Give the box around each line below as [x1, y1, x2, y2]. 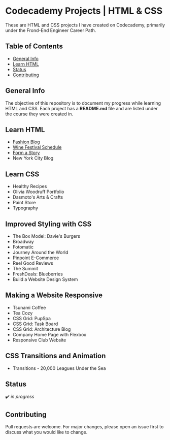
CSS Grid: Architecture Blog [12, 326, 71, 332]
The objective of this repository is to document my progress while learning [5, 100, 161, 106]
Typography [12, 205, 39, 211]
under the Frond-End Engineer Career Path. [5, 27, 96, 33]
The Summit [12, 266, 38, 271]
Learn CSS [5, 170, 40, 178]
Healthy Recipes [12, 183, 47, 190]
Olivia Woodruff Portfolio [12, 188, 64, 195]
